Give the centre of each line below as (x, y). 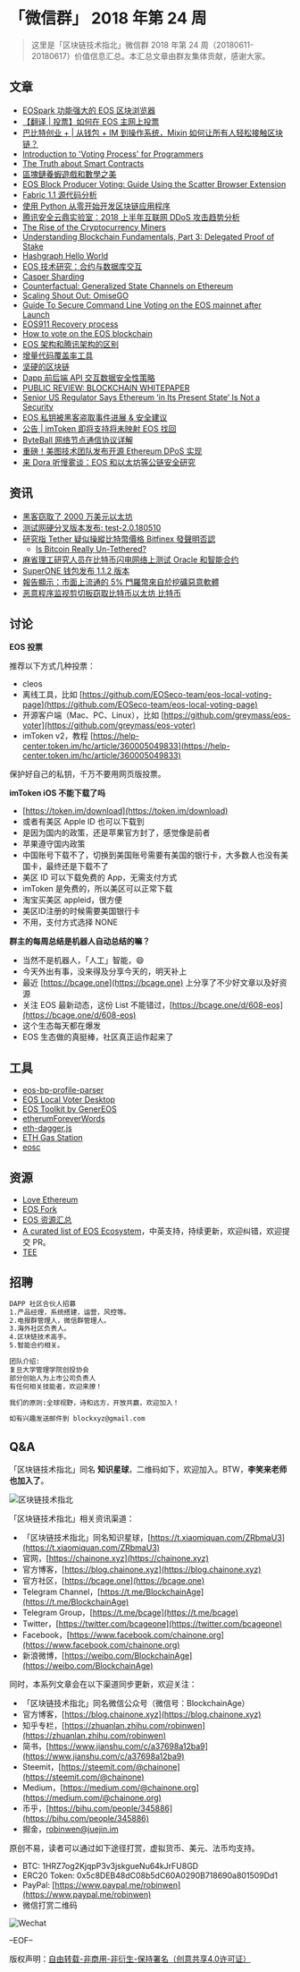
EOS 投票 (26, 647)
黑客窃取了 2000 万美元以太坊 (77, 516)
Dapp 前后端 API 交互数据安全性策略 (89, 378)
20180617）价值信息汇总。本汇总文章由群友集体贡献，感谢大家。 (150, 55)
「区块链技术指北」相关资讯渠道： (72, 1519)
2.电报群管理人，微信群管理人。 (60, 1320)
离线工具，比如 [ (52, 695)
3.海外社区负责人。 (40, 1329)
